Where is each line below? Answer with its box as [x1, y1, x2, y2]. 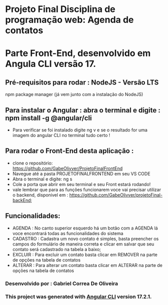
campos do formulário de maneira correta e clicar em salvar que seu [12, 241, 154, 247]
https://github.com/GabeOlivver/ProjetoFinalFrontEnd [12, 165, 123, 171]
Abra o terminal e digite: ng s [12, 176, 73, 182]
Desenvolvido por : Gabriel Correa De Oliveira [5, 280, 118, 287]
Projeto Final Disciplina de [5, 3, 116, 15]
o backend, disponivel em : [12, 191, 69, 198]
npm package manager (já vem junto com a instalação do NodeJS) [5, 91, 143, 97]
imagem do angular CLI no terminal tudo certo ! [12, 132, 110, 138]
